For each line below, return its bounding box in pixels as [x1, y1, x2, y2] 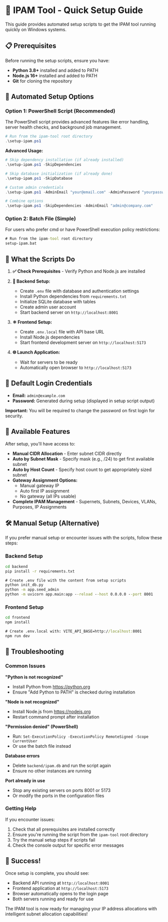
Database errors [5, 753, 40, 759]
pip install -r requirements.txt [5, 568, 75, 574]
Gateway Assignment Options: [12, 477, 78, 483]
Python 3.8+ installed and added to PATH [12, 67, 98, 73]
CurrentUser [12, 738, 37, 744]
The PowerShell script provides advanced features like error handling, [5, 119, 149, 125]
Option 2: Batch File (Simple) [5, 215, 76, 222]
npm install [5, 620, 30, 625]
